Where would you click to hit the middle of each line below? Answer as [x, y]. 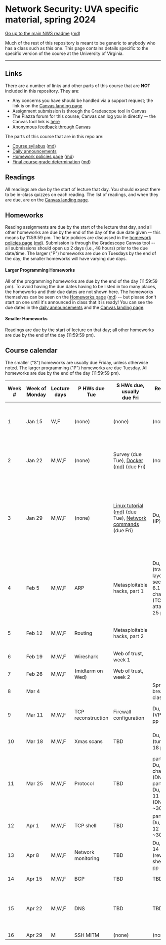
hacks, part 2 [128, 636]
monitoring [87, 858]
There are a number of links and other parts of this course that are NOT [78, 86]
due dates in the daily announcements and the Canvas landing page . [75, 307]
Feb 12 [35, 633]
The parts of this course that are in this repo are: [54, 136]
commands [126, 524]
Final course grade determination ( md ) [51, 161]
